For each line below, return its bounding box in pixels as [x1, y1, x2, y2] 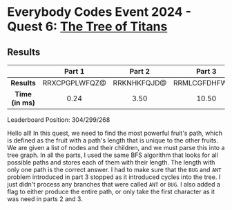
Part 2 [129, 67, 151, 76]
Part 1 [64, 67, 85, 76]
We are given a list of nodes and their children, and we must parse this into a [7, 144, 225, 151]
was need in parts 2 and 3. [7, 195, 83, 203]
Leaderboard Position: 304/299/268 [7, 116, 110, 124]
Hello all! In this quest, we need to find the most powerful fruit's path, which [7, 129, 223, 137]
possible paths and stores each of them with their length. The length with [7, 158, 215, 166]
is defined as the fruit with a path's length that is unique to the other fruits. [7, 136, 219, 145]
